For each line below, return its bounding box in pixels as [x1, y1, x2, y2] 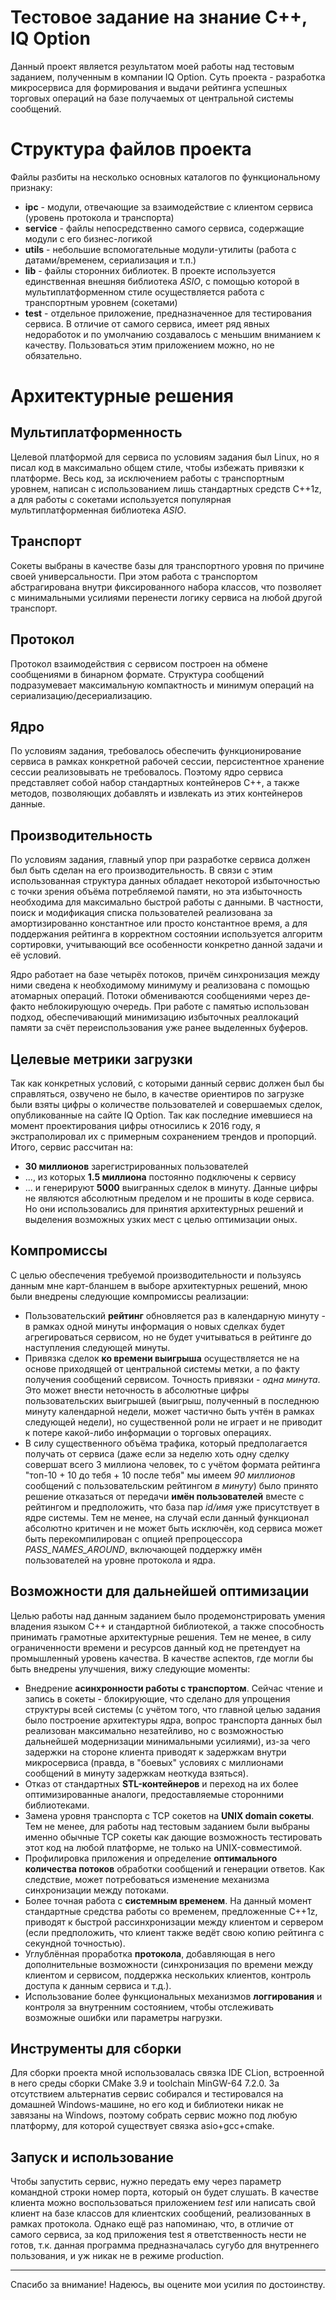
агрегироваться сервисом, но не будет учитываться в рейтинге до [24, 1331, 312, 1343]
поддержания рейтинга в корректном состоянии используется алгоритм [10, 928, 323, 940]
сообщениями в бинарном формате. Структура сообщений [10, 668, 265, 680]
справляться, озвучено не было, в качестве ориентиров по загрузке [10, 1087, 305, 1100]
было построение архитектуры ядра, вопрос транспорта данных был [24, 1714, 323, 1726]
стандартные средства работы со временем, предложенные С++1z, [24, 1905, 318, 1917]
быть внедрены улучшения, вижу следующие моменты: [10, 1662, 251, 1675]
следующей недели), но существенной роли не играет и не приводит [24, 1416, 323, 1428]
